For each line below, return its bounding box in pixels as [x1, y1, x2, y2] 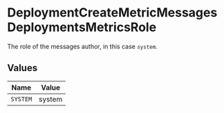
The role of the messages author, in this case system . [7, 42, 158, 50]
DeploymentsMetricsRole [7, 19, 157, 35]
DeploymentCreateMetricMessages [7, 5, 218, 21]
